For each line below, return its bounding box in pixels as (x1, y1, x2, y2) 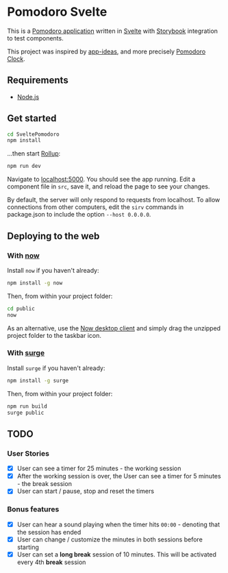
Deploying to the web (7, 230, 100, 242)
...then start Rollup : (7, 149, 61, 158)
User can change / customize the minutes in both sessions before (16, 535, 203, 544)
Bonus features (7, 504, 60, 514)
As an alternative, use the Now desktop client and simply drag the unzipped (7, 324, 221, 332)
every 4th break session (16, 558, 86, 566)
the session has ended (16, 528, 81, 536)
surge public (7, 409, 45, 416)
